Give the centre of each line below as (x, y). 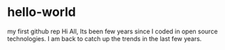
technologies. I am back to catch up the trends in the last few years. (104, 38)
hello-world (42, 12)
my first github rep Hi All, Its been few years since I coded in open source (113, 31)
